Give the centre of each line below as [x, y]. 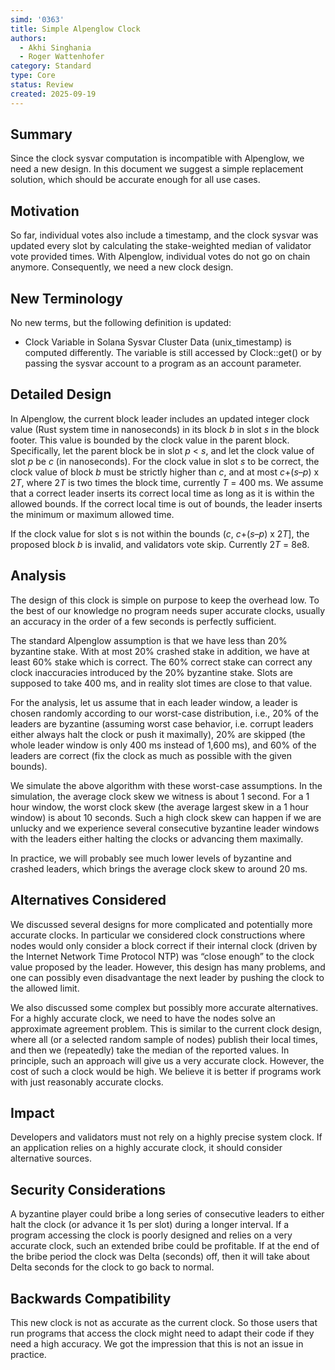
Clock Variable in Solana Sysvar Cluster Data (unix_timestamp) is [158, 342]
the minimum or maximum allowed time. [92, 514]
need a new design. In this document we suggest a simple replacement [157, 169]
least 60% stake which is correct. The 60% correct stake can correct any [161, 662]
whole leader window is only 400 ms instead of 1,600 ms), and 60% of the [163, 745]
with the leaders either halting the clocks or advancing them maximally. [157, 838]
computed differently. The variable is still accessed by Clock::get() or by [173, 353]
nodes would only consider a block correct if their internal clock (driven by [164, 945]
